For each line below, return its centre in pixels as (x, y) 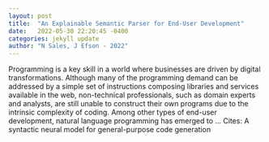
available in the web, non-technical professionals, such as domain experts (132, 95)
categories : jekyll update (54, 39)
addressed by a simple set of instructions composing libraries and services (134, 87)
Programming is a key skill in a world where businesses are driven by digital (134, 69)
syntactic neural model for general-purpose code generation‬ (110, 130)
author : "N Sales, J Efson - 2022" (68, 46)
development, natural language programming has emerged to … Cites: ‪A (129, 121)
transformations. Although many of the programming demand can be (124, 78)
